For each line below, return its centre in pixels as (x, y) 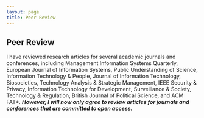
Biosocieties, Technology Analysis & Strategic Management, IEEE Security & (101, 83)
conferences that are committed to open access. (69, 109)
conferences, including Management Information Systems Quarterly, (92, 63)
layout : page (23, 12)
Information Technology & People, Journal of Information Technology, (94, 76)
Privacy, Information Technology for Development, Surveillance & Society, (99, 89)
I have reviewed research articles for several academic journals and (91, 57)
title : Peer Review (31, 18)
